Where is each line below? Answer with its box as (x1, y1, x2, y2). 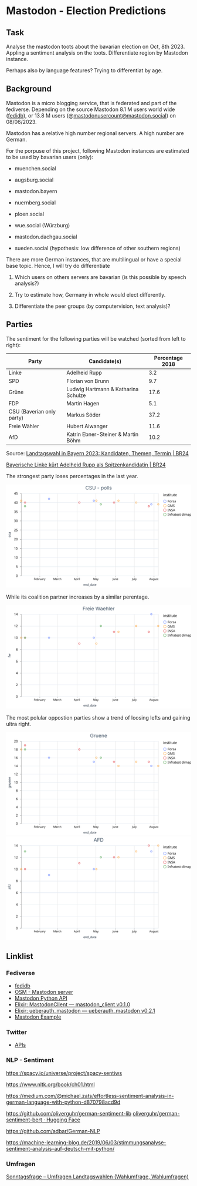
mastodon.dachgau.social (14, 233, 77, 240)
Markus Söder (66, 411, 101, 418)
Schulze (66, 392, 86, 399)
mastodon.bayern (14, 187, 57, 194)
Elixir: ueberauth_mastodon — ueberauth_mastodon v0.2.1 (14, 1007, 155, 1014)
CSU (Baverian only (8, 408, 56, 415)
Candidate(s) (89, 357, 122, 365)
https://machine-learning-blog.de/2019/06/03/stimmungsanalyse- (6, 1138, 167, 1146)
